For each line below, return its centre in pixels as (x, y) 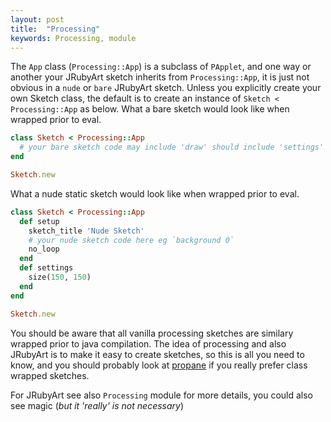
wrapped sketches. (50, 375)
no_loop (44, 249)
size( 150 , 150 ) (60, 277)
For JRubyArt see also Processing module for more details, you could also (162, 395)
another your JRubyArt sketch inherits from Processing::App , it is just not (160, 77)
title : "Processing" (55, 29)
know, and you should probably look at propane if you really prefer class (159, 365)
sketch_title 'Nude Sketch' (86, 231)
